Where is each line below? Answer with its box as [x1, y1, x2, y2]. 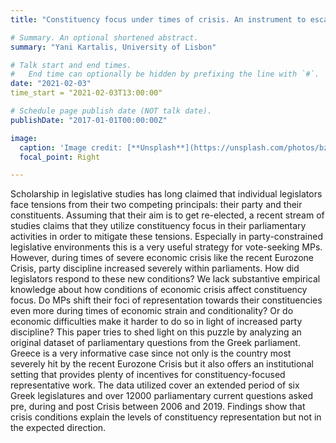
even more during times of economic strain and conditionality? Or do [10, 305, 294, 317]
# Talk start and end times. [10, 60, 132, 70]
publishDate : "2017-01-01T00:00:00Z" [10, 115, 168, 125]
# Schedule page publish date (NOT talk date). [10, 106, 213, 116]
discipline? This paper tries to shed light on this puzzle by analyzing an [10, 326, 302, 338]
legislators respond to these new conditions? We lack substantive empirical [10, 273, 321, 285]
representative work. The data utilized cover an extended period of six [10, 379, 300, 391]
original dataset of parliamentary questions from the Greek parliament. [10, 337, 301, 349]
